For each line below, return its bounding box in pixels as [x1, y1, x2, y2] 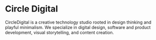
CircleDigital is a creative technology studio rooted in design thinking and [5, 19, 152, 25]
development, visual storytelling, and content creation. [5, 29, 114, 35]
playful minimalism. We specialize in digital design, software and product [5, 24, 151, 30]
